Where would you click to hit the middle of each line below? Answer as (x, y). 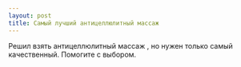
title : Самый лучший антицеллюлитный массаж (84, 23)
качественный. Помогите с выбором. (72, 54)
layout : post (30, 16)
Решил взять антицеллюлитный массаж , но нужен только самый (121, 45)
